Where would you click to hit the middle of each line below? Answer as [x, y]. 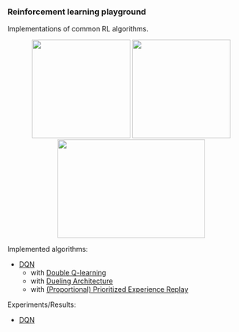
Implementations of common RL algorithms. [78, 29]
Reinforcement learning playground [77, 12]
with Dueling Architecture [72, 281]
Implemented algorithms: [48, 249]
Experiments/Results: [42, 304]
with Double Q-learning [68, 273]
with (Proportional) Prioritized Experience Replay [109, 290]
